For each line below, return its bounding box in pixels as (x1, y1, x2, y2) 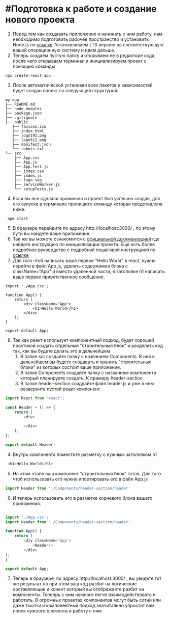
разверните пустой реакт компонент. (20, 386, 101, 392)
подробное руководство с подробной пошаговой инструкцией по (12, 247, 156, 253)
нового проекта (5, 14, 75, 25)
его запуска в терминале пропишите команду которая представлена (12, 201, 163, 207)
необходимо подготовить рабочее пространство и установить (12, 36, 149, 42)
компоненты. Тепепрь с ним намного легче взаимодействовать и (12, 591, 156, 598)
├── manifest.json (12, 142, 51, 147)
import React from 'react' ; (5, 395, 65, 400)
